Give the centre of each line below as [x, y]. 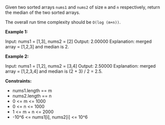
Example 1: [17, 32]
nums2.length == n [32, 96]
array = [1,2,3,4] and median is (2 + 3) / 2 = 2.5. [54, 71]
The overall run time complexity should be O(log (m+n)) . [63, 22]
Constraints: [18, 81]
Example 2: [17, 56]
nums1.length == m [32, 91]
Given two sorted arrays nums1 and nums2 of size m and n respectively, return [83, 7]
